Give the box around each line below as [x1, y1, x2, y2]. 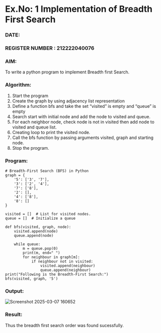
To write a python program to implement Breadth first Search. [5, 69, 130, 75]
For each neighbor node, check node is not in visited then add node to [12, 119, 155, 125]
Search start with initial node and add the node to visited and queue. [12, 113, 151, 119]
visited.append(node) [14, 229, 58, 233]
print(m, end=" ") [23, 250, 60, 255]
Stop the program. [12, 145, 50, 151]
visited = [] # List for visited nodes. [5, 211, 91, 216]
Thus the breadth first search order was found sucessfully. [5, 322, 124, 328]
